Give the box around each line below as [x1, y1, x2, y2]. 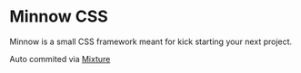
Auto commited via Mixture [9, 53, 111, 64]
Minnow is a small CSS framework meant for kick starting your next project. [9, 36, 293, 47]
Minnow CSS [9, 6, 109, 27]
